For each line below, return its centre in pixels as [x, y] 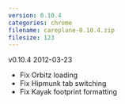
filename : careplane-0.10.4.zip [61, 30]
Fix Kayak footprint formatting [68, 92]
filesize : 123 [32, 37]
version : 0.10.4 [35, 15]
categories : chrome [40, 23]
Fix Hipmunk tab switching [63, 84]
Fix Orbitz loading [49, 75]
